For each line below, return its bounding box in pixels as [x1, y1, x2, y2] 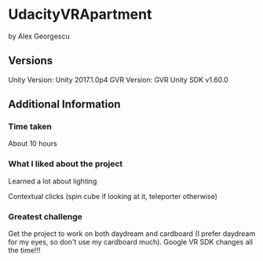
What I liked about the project [8, 158, 123, 169]
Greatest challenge [8, 211, 82, 222]
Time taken [8, 121, 53, 132]
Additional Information [8, 98, 121, 111]
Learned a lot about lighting [8, 176, 97, 186]
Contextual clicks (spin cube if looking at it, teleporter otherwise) [8, 191, 218, 201]
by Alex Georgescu [8, 31, 71, 41]
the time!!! [8, 245, 41, 256]
